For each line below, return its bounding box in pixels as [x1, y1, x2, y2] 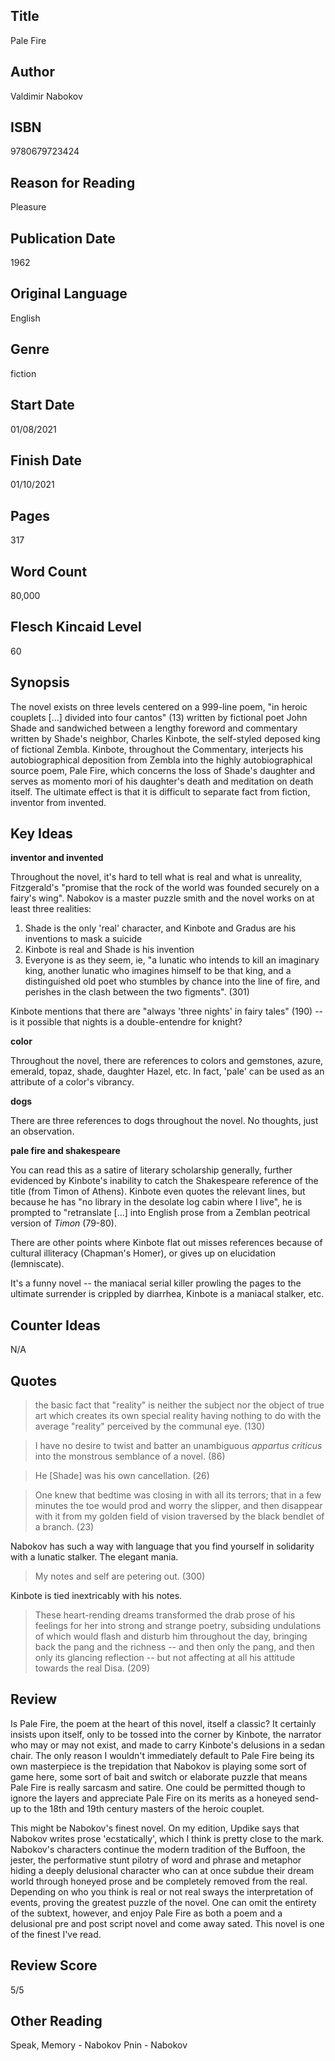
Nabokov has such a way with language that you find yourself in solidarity [10, 1540, 315, 1552]
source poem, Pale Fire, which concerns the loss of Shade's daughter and [10, 764, 316, 776]
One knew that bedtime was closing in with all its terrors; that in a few [34, 1489, 322, 1501]
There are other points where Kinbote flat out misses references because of [10, 1237, 323, 1249]
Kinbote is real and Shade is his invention [24, 944, 195, 956]
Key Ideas [10, 825, 73, 842]
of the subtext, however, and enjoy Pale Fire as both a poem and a [10, 1907, 283, 1919]
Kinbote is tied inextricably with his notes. [10, 1590, 183, 1601]
